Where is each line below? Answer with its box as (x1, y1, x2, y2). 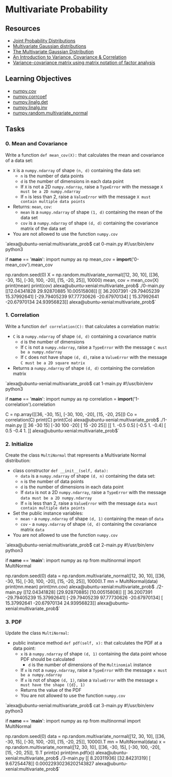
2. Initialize (5, 440, 33, 447)
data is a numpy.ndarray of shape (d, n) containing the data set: (20, 473, 156, 479)
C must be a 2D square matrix (20, 361, 86, 366)
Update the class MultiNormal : (5, 630, 69, 636)
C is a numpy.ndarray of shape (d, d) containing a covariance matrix (12, 333, 157, 339)
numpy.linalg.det (12, 99, 48, 105)
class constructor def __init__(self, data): (12, 467, 109, 473)
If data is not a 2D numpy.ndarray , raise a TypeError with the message (20, 489, 166, 496)
